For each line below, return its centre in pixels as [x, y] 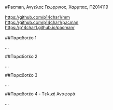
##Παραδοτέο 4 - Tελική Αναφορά [40, 94]
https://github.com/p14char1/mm [37, 17]
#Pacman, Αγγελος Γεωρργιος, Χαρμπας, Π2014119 [57, 7]
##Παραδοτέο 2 [21, 56]
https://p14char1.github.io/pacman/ [40, 27]
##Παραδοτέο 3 [21, 75]
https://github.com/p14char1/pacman [42, 22]
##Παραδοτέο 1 [21, 38]
